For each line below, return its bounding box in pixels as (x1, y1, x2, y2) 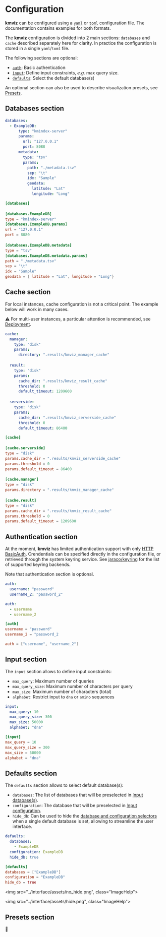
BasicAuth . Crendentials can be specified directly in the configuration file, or (5, 551, 161, 557)
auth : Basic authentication (12, 64, 66, 70)
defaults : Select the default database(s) (12, 75, 95, 81)
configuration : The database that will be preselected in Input (12, 803, 137, 809)
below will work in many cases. (5, 306, 69, 312)
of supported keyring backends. (5, 562, 71, 567)
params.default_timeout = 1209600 (5, 519, 77, 524)
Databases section (5, 104, 64, 113)
